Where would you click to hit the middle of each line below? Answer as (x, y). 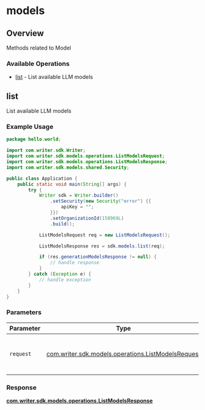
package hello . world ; (34, 139)
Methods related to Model (39, 48)
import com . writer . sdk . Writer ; (46, 150)
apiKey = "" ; (77, 207)
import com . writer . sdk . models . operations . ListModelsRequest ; (86, 156)
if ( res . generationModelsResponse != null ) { (98, 257)
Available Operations (38, 64)
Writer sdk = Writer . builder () (79, 196)
